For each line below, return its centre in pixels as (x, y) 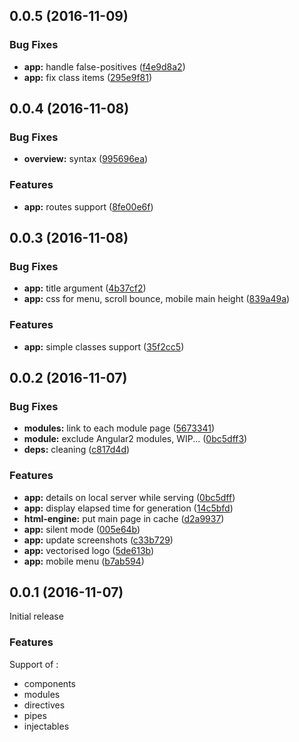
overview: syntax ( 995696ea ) (86, 159)
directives (44, 705)
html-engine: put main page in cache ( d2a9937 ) (124, 518)
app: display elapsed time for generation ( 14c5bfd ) (128, 508)
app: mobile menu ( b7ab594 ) (84, 561)
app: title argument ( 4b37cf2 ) (85, 288)
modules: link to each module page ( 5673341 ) (119, 428)
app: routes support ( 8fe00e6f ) (88, 206)
